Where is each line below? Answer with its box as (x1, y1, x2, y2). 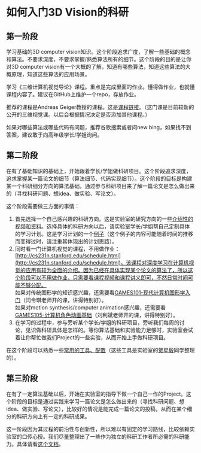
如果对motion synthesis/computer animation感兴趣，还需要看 (14, 303, 166, 311)
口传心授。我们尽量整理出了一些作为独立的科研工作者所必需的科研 (22, 433, 184, 440)
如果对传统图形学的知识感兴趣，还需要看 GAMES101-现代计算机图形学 (14, 288, 185, 296)
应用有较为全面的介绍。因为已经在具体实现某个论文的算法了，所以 (25, 266, 188, 273)
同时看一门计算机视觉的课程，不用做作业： (14, 245, 120, 252)
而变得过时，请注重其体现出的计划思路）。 (14, 238, 118, 245)
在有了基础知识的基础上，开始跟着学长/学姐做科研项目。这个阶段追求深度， (6, 167, 192, 174)
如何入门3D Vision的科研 (6, 5, 129, 19)
